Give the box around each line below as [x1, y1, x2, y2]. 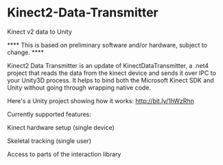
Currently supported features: [7, 110, 91, 118]
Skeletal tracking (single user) [7, 136, 91, 145]
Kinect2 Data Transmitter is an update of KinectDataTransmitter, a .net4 [7, 61, 209, 69]
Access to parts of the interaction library [7, 150, 121, 158]
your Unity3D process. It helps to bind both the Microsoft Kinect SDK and [7, 76, 214, 84]
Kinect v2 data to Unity [7, 27, 72, 36]
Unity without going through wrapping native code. [7, 83, 152, 91]
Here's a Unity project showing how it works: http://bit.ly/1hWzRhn [7, 96, 194, 104]
